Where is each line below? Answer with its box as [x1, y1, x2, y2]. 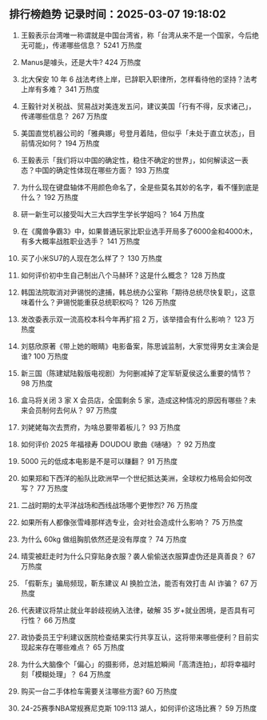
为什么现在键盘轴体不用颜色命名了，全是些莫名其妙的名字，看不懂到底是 [20, 182, 259, 192]
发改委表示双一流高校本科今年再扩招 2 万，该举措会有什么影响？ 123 [20, 314, 246, 324]
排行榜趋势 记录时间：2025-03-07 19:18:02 [9, 7, 226, 22]
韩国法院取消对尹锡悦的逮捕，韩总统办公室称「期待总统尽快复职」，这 [20, 287, 249, 297]
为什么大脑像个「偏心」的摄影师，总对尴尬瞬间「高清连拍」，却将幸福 [20, 659, 249, 669]
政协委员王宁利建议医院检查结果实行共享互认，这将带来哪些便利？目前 [20, 632, 253, 642]
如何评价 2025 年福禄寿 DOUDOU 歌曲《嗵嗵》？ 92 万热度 [20, 439, 217, 449]
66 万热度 [43, 615, 77, 625]
